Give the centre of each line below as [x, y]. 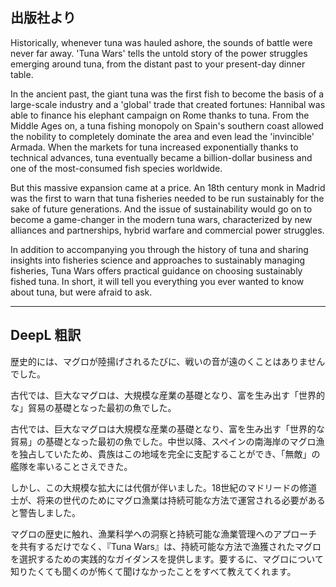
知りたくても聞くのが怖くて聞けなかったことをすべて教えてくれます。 [153, 571]
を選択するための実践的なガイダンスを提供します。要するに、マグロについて [167, 559]
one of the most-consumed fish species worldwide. [116, 168]
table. [22, 74]
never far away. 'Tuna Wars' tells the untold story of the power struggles [159, 53]
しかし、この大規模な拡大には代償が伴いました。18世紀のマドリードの [155, 487]
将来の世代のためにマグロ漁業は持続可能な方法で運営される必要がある [181, 500]
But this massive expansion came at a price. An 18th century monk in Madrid [168, 187]
